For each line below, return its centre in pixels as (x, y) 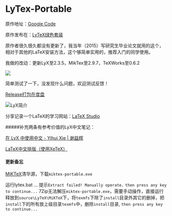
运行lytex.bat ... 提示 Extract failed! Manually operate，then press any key (86, 185)
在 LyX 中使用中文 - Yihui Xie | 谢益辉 (44, 138)
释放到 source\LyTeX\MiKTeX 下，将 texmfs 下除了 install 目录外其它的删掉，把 (85, 198)
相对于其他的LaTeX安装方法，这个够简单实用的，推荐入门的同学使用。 (79, 52)
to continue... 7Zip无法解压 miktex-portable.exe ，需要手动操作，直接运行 (84, 191)
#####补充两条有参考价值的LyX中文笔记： (50, 127)
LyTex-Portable (39, 9)
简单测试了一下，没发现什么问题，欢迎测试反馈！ (57, 83)
